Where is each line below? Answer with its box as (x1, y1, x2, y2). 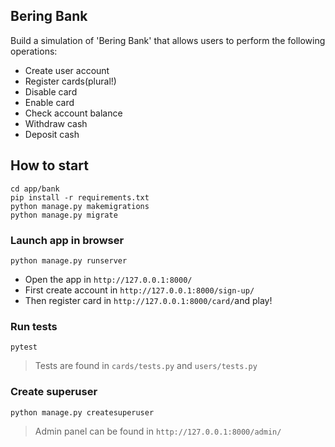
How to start (10, 157, 89, 174)
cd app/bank (10, 184, 60, 194)
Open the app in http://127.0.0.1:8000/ (24, 273, 193, 285)
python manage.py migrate (10, 210, 118, 220)
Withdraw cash (24, 117, 88, 129)
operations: (10, 45, 58, 57)
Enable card (24, 96, 75, 108)
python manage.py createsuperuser (10, 407, 155, 418)
